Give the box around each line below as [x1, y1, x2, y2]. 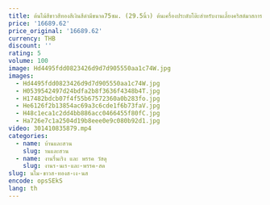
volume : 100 [8, 57, 48, 65]
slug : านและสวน [23, 147, 69, 155]
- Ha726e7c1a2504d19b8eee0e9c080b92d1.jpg [15, 117, 160, 125]
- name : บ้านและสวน [15, 139, 73, 148]
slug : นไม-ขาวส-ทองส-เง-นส [8, 169, 89, 178]
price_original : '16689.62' [8, 27, 103, 35]
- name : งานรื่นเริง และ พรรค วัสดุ [15, 154, 107, 162]
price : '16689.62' [8, 19, 70, 27]
